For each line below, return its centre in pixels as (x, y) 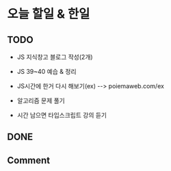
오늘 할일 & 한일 (49, 14)
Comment (29, 160)
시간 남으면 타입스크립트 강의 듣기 (62, 115)
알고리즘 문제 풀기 (41, 101)
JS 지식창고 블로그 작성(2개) (55, 57)
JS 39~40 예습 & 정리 (47, 71)
